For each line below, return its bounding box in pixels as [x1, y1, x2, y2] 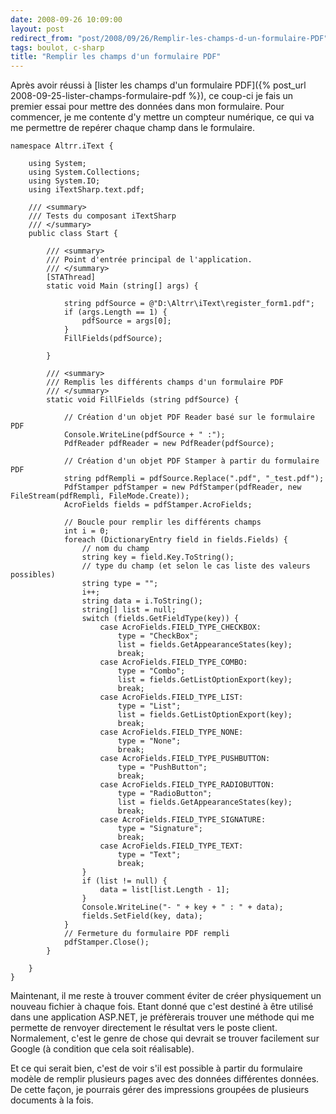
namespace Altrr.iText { [10, 141, 114, 151]
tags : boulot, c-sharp [10, 42, 105, 53]
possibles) [10, 570, 56, 580]
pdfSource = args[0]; [81, 316, 172, 326]
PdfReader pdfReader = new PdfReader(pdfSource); [63, 439, 275, 449]
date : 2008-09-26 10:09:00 [10, 14, 123, 25]
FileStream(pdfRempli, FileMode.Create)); [10, 491, 190, 501]
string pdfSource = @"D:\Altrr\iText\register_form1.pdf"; [63, 299, 315, 309]
